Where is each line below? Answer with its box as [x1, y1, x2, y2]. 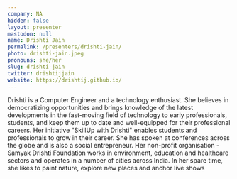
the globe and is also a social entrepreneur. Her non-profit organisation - [7, 141, 220, 150]
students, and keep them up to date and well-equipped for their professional [7, 119, 231, 127]
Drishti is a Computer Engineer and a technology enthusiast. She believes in [7, 96, 229, 104]
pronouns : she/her [7, 57, 62, 64]
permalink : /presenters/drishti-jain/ [7, 43, 122, 50]
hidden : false [7, 17, 50, 24]
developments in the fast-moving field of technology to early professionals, [7, 111, 228, 119]
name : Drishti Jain [7, 37, 65, 44]
